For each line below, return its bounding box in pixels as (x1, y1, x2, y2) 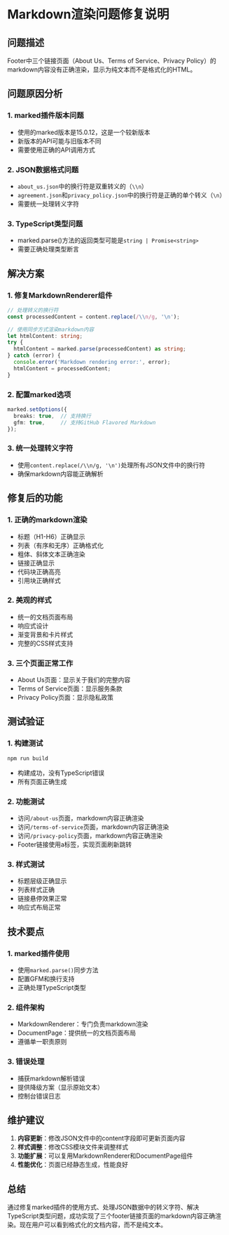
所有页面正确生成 (17, 777, 67, 785)
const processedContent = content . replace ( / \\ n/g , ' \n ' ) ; (7, 313, 180, 320)
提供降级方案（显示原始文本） (17, 1083, 104, 1091)
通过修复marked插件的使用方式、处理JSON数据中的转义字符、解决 (7, 1203, 200, 1212)
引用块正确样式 (17, 576, 61, 584)
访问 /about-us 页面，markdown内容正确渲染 (17, 813, 144, 822)
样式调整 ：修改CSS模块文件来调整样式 (17, 1143, 128, 1151)
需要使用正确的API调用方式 (17, 145, 96, 154)
